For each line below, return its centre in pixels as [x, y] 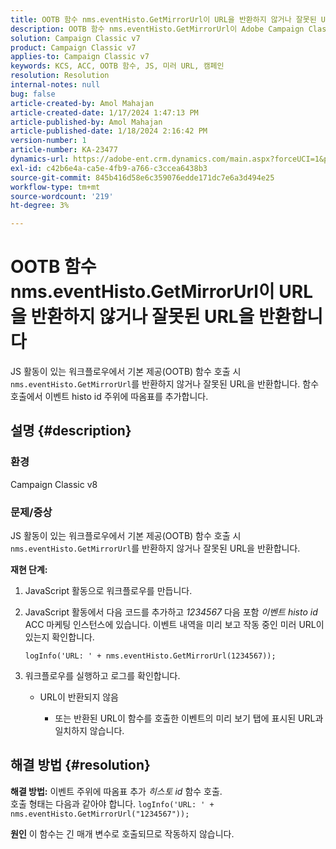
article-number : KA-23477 [64, 150]
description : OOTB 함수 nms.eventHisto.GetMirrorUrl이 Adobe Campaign [157, 29]
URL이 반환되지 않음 [79, 697]
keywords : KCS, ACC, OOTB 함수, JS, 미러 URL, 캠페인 [117, 66]
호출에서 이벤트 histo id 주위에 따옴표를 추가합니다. [109, 397]
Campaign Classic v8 [54, 484]
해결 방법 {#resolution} [80, 765]
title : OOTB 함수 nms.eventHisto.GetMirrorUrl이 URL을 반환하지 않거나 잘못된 [163, 19]
